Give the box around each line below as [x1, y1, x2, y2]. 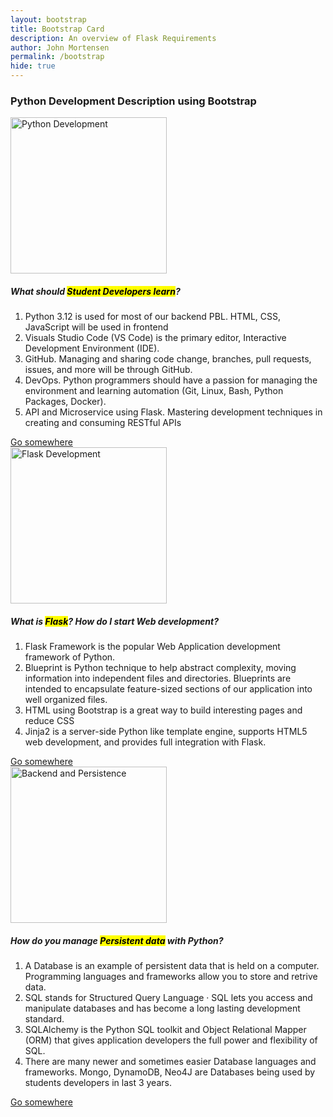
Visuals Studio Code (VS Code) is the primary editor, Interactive [24, 332, 287, 344]
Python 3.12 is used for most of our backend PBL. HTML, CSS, [24, 311, 282, 323]
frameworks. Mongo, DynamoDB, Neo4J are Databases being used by [24, 1066, 316, 1078]
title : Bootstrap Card [10, 24, 105, 34]
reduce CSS [24, 715, 75, 727]
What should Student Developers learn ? [10, 285, 181, 297]
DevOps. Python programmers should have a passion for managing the [24, 374, 318, 386]
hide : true [10, 61, 56, 71]
